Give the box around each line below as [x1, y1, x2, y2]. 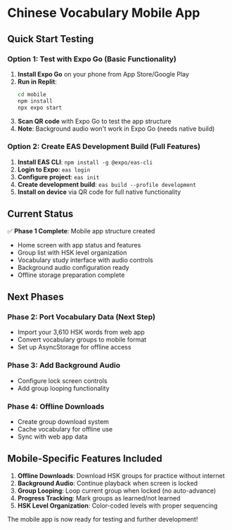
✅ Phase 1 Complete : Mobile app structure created [7, 226, 155, 235]
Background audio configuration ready [17, 263, 130, 271]
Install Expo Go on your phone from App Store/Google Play [17, 70, 190, 78]
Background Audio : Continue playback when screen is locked [17, 479, 198, 487]
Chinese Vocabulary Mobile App [7, 5, 200, 21]
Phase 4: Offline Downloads [7, 401, 105, 411]
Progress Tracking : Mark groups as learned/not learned [17, 493, 181, 502]
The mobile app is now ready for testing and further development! [7, 515, 198, 523]
